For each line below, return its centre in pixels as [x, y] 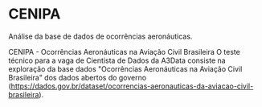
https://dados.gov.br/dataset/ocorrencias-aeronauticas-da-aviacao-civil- [132, 86]
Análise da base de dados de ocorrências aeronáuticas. [100, 36]
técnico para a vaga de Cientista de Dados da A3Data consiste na [117, 60]
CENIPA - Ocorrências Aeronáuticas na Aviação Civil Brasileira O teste [125, 51]
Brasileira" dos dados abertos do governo [78, 77]
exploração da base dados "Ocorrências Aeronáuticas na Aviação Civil [125, 68]
